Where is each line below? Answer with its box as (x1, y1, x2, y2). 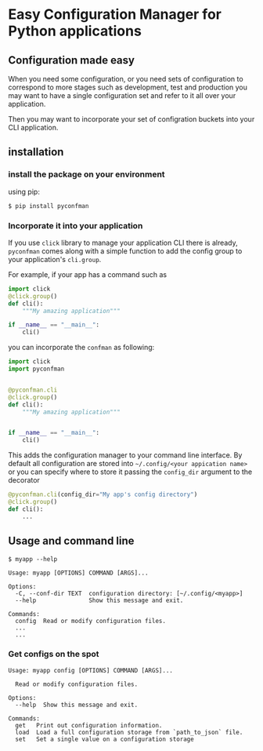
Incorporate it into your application (8, 220, 143, 231)
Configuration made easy (8, 53, 135, 67)
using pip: (8, 187, 41, 196)
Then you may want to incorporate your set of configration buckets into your (8, 115, 255, 123)
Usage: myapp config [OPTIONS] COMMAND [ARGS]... (8, 666, 174, 674)
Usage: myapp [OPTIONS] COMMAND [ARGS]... (8, 569, 149, 577)
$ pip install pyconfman (8, 202, 89, 210)
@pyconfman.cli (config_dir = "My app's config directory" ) (8, 490, 198, 499)
